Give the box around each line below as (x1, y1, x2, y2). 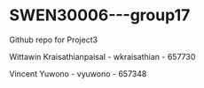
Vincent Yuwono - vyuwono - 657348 (9, 68, 147, 79)
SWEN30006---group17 (9, 5, 191, 26)
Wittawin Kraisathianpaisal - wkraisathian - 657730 (9, 51, 196, 62)
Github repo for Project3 (9, 34, 98, 45)
